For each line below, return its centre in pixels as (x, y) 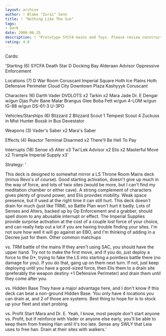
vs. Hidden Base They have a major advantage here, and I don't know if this (82, 288)
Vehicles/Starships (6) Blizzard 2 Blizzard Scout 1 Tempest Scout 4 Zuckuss (82, 115)
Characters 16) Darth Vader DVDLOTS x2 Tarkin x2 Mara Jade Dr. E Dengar (82, 95)
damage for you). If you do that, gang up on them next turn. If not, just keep (82, 263)
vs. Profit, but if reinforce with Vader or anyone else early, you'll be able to (81, 319)
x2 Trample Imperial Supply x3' (37, 155)
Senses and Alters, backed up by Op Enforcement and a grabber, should (79, 211)
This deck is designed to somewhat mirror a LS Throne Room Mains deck (80, 174)
